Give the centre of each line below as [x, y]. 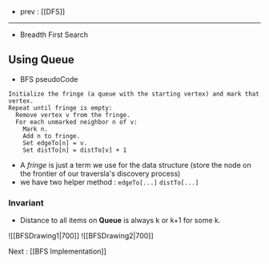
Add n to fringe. [52, 136]
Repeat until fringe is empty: [60, 108]
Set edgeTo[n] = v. [55, 143]
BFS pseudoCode [49, 79]
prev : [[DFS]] [42, 12]
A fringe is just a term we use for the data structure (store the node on [135, 164]
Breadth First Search [54, 35]
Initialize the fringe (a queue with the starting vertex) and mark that [134, 94]
